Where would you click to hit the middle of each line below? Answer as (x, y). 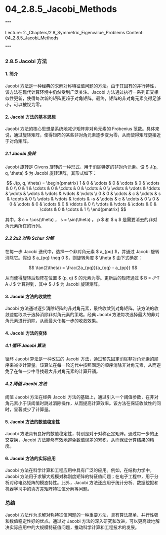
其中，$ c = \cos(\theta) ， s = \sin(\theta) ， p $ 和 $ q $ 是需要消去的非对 (81, 220)
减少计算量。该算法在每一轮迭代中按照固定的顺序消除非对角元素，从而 (85, 365)
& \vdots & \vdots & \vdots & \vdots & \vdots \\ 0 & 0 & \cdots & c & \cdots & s (83, 194)
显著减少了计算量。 (33, 409)
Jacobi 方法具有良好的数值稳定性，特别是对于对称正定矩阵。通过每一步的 (80, 434)
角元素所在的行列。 (25, 226)
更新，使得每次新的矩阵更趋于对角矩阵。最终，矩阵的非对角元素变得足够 (87, 98)
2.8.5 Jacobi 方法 (26, 61)
